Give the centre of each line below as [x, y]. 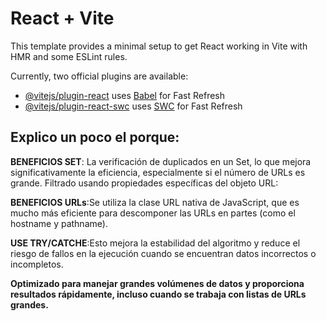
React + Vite [62, 18]
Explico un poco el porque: [95, 137]
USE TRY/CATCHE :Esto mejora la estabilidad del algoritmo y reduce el [155, 243]
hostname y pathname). [59, 223]
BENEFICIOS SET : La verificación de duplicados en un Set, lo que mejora [161, 161]
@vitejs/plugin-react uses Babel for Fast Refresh [125, 95]
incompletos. [37, 264]
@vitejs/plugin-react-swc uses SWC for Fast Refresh [133, 106]
